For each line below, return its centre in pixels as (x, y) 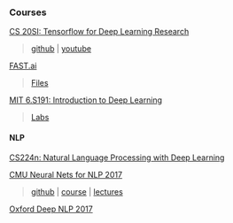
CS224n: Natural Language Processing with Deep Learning (117, 158)
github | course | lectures (77, 191)
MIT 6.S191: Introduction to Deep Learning (85, 100)
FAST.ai (23, 66)
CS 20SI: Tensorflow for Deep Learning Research (99, 32)
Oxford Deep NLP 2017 (51, 209)
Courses (28, 12)
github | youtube (61, 49)
